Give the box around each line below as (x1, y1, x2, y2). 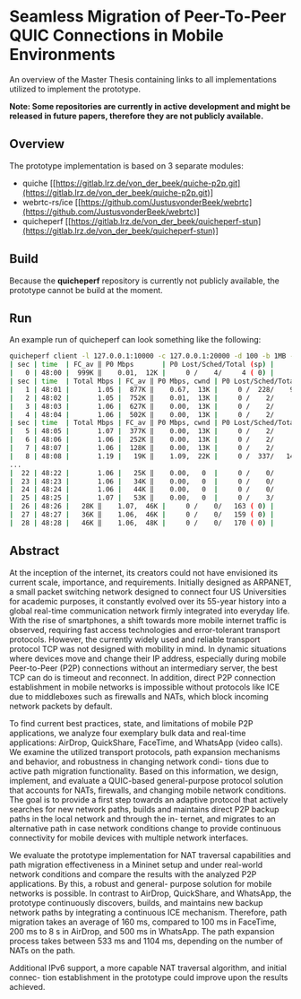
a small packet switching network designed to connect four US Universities (9, 586, 287, 597)
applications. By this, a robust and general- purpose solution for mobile (9, 878, 272, 889)
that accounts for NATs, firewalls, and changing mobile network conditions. (9, 785, 287, 795)
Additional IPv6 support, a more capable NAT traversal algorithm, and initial (9, 962, 287, 973)
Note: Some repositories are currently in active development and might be (9, 100, 291, 111)
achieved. (9, 981, 46, 992)
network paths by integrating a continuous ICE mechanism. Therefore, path (9, 907, 288, 917)
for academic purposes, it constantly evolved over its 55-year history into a (9, 595, 287, 606)
